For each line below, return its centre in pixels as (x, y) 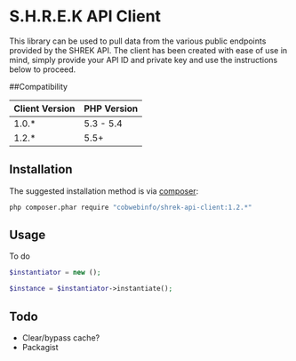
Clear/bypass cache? (61, 338)
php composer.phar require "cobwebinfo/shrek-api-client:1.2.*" (131, 207)
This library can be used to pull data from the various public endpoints (138, 41)
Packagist (40, 347)
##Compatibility (39, 86)
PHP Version (111, 108)
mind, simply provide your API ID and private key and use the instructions (144, 60)
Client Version (44, 108)
